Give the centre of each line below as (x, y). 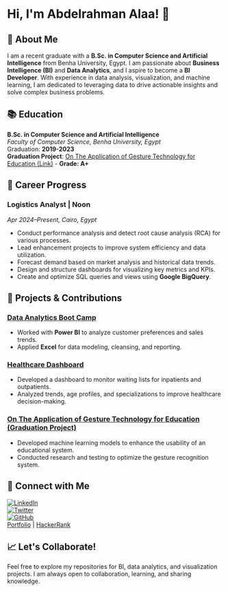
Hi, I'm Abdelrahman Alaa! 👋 (88, 14)
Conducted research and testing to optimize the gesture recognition (113, 457)
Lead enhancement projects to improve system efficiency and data (111, 247)
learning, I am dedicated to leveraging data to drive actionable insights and (112, 85)
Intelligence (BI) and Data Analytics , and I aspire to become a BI (99, 70)
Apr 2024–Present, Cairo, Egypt (52, 219)
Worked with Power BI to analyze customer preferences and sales (110, 332)
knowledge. (24, 581)
